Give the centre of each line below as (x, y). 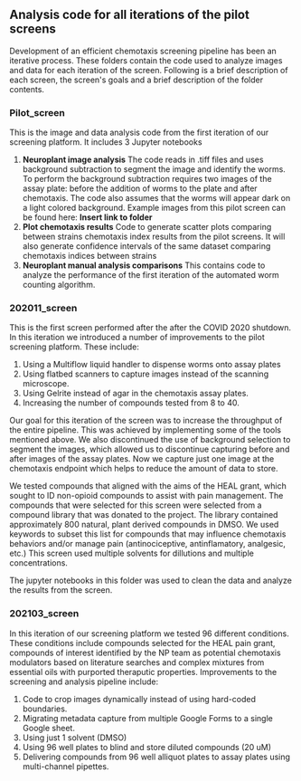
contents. (27, 89)
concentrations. (38, 563)
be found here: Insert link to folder (87, 217)
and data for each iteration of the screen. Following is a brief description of (149, 70)
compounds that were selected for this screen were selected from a (136, 505)
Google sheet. (48, 728)
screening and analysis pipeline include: (84, 681)
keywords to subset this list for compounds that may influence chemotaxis (148, 534)
